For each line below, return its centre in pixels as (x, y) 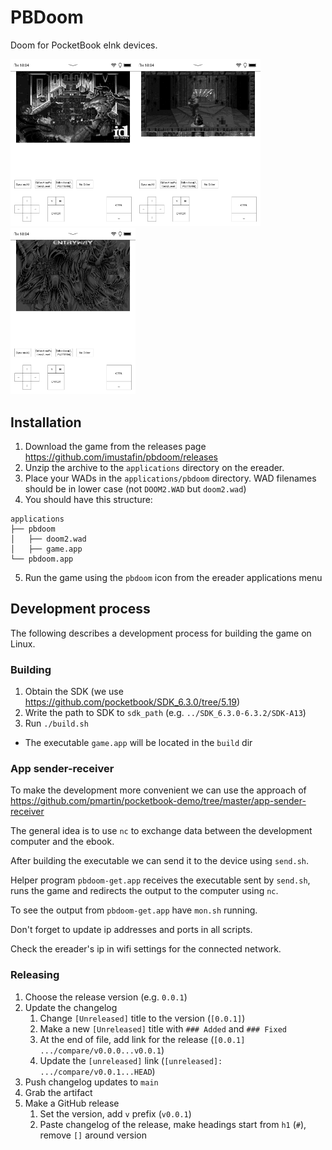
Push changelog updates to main (91, 1082)
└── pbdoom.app (42, 559)
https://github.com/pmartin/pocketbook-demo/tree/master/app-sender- (158, 801)
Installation (46, 422)
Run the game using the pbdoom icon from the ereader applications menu (173, 578)
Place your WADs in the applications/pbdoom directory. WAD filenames (170, 478)
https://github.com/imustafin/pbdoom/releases (121, 457)
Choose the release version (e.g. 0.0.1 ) (106, 997)
